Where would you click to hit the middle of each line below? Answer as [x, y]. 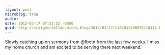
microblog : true [22, 14]
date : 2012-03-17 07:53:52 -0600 [39, 23]
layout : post [18, 10]
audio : [12, 19]
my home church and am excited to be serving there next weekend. [73, 47]
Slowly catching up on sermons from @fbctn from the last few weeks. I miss [82, 42]
